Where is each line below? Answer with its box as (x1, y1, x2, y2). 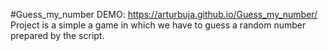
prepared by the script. (10, 30, 105, 41)
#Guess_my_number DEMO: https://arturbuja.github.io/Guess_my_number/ (10, 9, 318, 20)
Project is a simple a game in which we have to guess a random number (10, 19, 307, 31)
